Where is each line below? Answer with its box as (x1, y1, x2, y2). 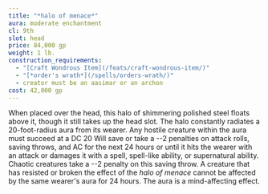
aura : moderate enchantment (8, 19, 103, 27)
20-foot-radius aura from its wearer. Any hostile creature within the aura (8, 125, 247, 135)
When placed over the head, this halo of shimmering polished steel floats (8, 108, 250, 118)
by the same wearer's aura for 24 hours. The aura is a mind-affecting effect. (8, 176, 261, 186)
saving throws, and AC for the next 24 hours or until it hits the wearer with (8, 142, 253, 152)
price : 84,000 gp (8, 42, 67, 50)
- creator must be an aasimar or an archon (15, 79, 163, 87)
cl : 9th (8, 26, 35, 34)
